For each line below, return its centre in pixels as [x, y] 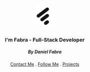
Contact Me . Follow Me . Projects [45, 64]
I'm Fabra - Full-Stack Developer [45, 40]
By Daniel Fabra [45, 52]
